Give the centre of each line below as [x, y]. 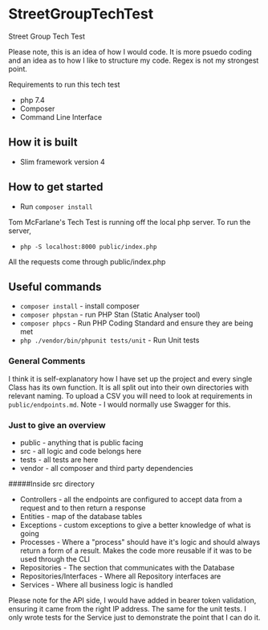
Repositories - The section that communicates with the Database [127, 567]
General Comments [47, 361]
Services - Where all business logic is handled [96, 584]
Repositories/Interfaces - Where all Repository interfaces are [120, 576]
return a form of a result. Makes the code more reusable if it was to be [136, 550]
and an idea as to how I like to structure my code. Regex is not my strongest [134, 60]
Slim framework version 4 [63, 162]
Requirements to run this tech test [64, 84]
